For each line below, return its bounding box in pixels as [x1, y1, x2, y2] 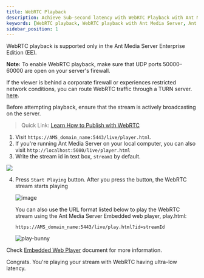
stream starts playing [15, 183, 69, 190]
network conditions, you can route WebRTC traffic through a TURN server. [6, 86, 192, 93]
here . [6, 92, 19, 99]
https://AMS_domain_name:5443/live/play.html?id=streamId [15, 224, 165, 231]
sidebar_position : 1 [6, 25, 59, 32]
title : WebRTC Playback [6, 8, 67, 15]
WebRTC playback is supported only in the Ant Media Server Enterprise [6, 42, 185, 50]
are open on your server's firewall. [24, 67, 110, 75]
